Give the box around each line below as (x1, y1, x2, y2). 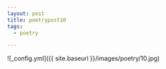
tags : (7, 23, 23, 30)
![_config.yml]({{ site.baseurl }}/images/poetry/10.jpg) (7, 55, 160, 63)
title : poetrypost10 (7, 17, 67, 23)
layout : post (7, 10, 45, 17)
